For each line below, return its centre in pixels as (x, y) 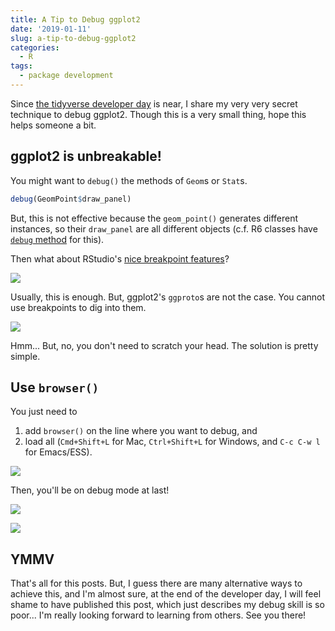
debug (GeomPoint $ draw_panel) (71, 199)
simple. (25, 356)
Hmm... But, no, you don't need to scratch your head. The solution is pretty (164, 345)
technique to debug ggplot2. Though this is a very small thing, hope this (158, 114)
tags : (21, 66)
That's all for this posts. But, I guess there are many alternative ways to (156, 583)
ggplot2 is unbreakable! (86, 156)
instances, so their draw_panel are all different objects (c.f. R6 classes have (164, 228)
